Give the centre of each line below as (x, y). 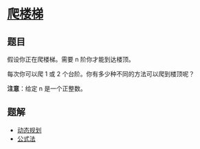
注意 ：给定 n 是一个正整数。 (47, 89)
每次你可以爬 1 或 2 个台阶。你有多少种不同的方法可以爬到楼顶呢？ (101, 74)
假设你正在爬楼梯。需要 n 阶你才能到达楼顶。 (71, 59)
